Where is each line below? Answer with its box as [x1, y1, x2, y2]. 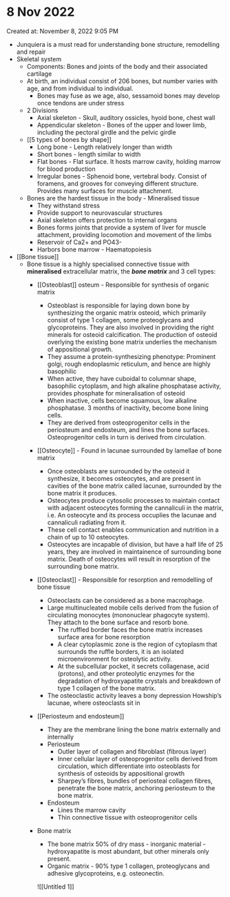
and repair [16, 48, 46, 56]
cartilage [26, 70, 52, 78]
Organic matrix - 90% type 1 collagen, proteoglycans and [47, 862, 210, 870]
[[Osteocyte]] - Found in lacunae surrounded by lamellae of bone [36, 446, 222, 455]
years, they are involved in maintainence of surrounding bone [47, 547, 222, 555]
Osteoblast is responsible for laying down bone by [47, 301, 190, 309]
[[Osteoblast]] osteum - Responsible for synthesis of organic [36, 280, 209, 289]
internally [47, 732, 74, 741]
